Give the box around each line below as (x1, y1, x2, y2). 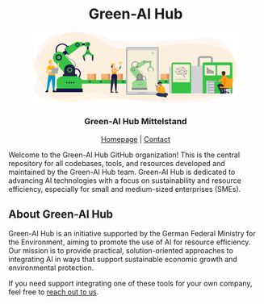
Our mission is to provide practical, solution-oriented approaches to (8, 246, 234, 256)
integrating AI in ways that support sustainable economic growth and (8, 255, 238, 264)
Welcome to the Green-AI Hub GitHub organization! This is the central (8, 150, 241, 160)
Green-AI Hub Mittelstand (84, 116, 187, 127)
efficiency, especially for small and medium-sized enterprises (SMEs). (8, 184, 241, 194)
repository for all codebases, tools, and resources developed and (8, 158, 226, 168)
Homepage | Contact (100, 134, 171, 144)
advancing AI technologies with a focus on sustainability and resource (8, 175, 242, 185)
